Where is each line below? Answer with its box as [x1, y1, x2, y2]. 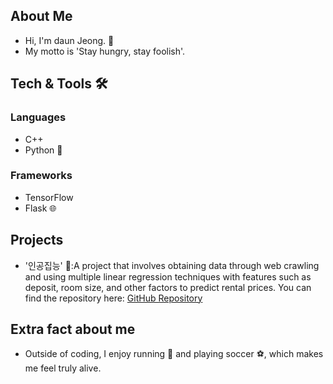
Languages [10, 110, 67, 124]
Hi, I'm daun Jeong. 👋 [24, 34, 115, 46]
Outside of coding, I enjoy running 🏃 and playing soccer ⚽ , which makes [24, 348, 324, 360]
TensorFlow [24, 191, 74, 203]
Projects [10, 232, 64, 249]
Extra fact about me [10, 321, 136, 338]
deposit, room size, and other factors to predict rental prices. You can [24, 281, 312, 293]
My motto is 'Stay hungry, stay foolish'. [24, 45, 186, 57]
